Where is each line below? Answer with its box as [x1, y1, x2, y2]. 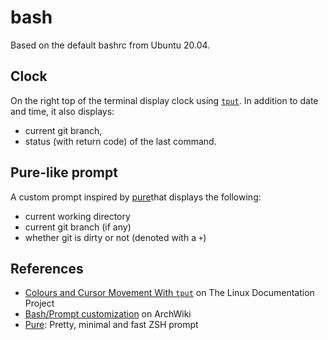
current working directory [24, 210, 131, 222]
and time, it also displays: [10, 105, 115, 117]
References [10, 260, 84, 277]
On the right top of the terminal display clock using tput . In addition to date [10, 94, 319, 106]
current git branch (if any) [24, 221, 132, 233]
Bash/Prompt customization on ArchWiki [24, 308, 192, 320]
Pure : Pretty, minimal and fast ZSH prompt [24, 319, 199, 331]
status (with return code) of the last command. [24, 135, 217, 147]
